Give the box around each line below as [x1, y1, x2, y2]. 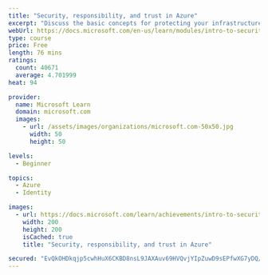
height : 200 [22, 225, 62, 233]
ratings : [8, 57, 37, 65]
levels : [8, 152, 34, 160]
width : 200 [22, 217, 59, 226]
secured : [8, 255, 37, 263]
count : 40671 [15, 64, 59, 72]
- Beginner [15, 159, 52, 168]
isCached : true [22, 233, 73, 241]
